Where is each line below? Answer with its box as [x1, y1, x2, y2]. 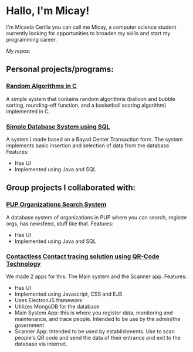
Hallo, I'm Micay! [6, 4, 90, 18]
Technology [6, 259, 41, 268]
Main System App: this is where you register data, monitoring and [14, 309, 173, 316]
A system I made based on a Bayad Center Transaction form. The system [6, 136, 183, 143]
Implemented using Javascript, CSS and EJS [14, 290, 123, 297]
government [14, 321, 45, 329]
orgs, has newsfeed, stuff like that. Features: [6, 220, 114, 227]
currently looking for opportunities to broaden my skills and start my [6, 29, 171, 36]
